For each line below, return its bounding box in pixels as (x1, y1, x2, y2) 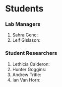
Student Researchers (5, 50, 58, 57)
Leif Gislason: (12, 37, 41, 43)
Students (5, 3, 44, 14)
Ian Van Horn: (12, 77, 41, 83)
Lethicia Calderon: (12, 61, 50, 67)
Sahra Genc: (12, 32, 38, 38)
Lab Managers (5, 21, 41, 28)
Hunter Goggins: (12, 66, 46, 72)
